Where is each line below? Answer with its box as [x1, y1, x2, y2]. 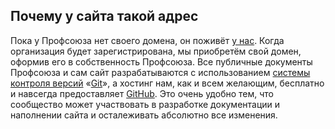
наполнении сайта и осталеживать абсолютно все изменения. [10, 109, 278, 121]
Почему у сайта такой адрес [10, 8, 199, 25]
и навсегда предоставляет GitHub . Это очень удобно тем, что [10, 87, 274, 99]
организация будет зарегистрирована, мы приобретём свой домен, [10, 45, 302, 57]
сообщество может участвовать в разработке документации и [10, 98, 281, 110]
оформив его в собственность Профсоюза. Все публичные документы [10, 55, 313, 68]
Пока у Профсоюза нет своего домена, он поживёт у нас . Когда [10, 34, 285, 46]
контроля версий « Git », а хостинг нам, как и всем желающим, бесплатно [10, 77, 325, 89]
